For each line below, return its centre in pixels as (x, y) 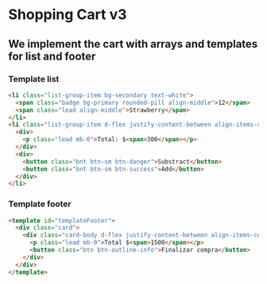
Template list (34, 79)
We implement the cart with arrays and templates (133, 44)
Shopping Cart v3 (68, 15)
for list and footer (52, 56)
